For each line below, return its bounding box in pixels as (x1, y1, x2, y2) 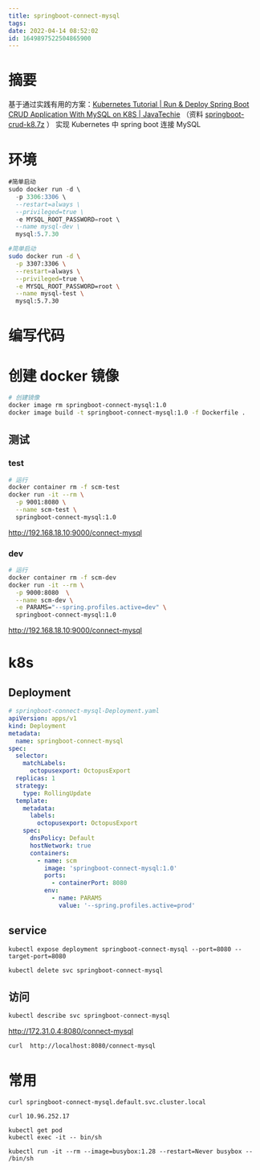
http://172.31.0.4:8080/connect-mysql (8, 1027, 134, 1036)
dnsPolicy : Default (29, 834, 95, 842)
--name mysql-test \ (15, 290, 84, 298)
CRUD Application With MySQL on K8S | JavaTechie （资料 (8, 109, 204, 119)
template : (15, 797, 48, 805)
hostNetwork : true (29, 842, 91, 850)
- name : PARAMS (51, 894, 103, 902)
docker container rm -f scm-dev (8, 573, 116, 582)
